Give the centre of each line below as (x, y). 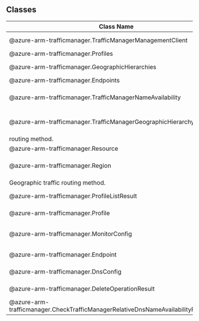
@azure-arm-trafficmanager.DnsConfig (65, 271)
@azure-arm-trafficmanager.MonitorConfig (70, 234)
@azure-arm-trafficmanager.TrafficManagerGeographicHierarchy (102, 122)
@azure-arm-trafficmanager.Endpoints (65, 80)
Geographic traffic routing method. (57, 182)
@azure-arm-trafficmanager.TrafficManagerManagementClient (98, 40)
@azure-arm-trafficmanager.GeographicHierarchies (83, 66)
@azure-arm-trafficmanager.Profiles (61, 53)
